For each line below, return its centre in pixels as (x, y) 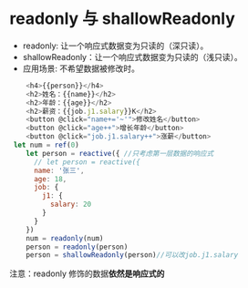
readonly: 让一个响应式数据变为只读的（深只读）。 (115, 46)
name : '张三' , (59, 170)
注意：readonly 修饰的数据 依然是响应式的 (87, 273)
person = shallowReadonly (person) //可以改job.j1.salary (132, 255)
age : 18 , (50, 179)
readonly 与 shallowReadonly (122, 19)
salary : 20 (71, 205)
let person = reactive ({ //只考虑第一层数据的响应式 (120, 153)
